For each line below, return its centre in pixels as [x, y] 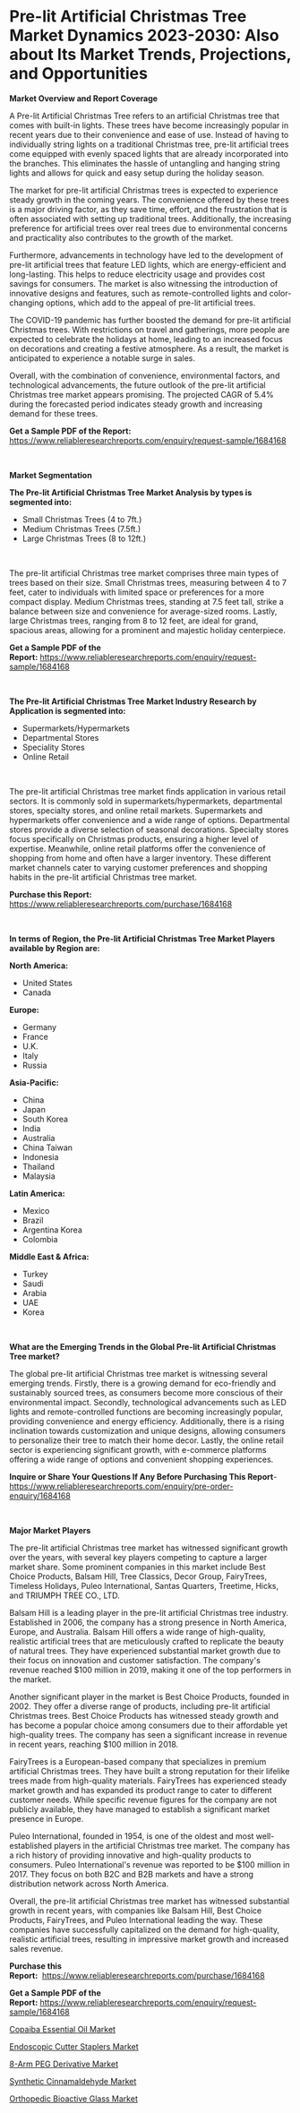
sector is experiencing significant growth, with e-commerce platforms [138, 1449]
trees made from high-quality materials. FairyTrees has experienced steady [148, 1781]
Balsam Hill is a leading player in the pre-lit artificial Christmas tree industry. [149, 1612]
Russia [34, 1065]
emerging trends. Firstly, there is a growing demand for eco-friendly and [143, 1383]
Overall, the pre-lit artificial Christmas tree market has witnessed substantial [149, 1901]
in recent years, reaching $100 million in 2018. [94, 1744]
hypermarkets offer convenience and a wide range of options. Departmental [150, 820]
